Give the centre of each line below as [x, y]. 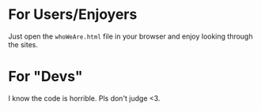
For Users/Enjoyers [73, 15]
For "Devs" [45, 77]
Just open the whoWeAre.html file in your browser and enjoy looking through [130, 36]
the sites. [23, 44]
